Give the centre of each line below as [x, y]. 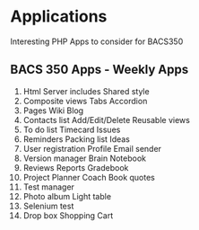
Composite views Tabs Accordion [85, 101]
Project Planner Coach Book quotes [89, 177]
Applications [59, 17]
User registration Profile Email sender [92, 148]
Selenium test [48, 206]
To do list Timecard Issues [72, 129]
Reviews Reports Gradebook [76, 167]
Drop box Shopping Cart [68, 215]
